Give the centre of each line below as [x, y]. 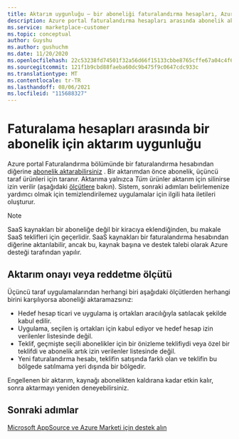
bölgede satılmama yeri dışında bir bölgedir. [81, 366]
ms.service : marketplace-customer [59, 27]
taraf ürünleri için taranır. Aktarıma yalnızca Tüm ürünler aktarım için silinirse [119, 179]
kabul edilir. [34, 321]
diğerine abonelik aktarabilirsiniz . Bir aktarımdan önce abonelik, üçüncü [113, 171]
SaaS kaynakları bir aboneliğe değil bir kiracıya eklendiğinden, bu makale [114, 230]
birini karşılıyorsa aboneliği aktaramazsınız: [70, 299]
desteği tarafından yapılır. [44, 252]
